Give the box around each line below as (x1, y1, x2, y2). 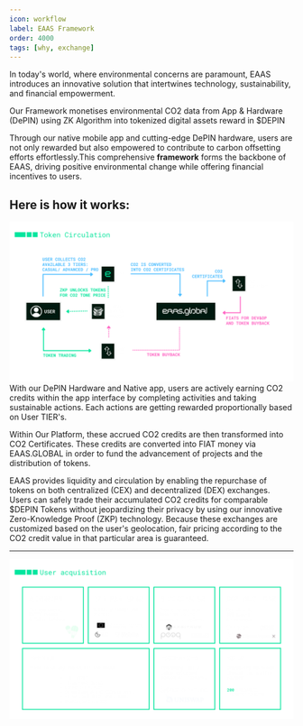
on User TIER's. (9, 411, 68, 422)
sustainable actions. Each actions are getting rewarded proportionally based (9, 401, 293, 412)
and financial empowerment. (9, 88, 115, 99)
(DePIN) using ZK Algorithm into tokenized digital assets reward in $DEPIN (9, 115, 286, 126)
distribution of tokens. (9, 457, 91, 468)
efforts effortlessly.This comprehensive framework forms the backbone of (9, 152, 287, 162)
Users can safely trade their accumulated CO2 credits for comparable (9, 494, 269, 505)
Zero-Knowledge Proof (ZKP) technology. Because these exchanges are (9, 513, 278, 524)
